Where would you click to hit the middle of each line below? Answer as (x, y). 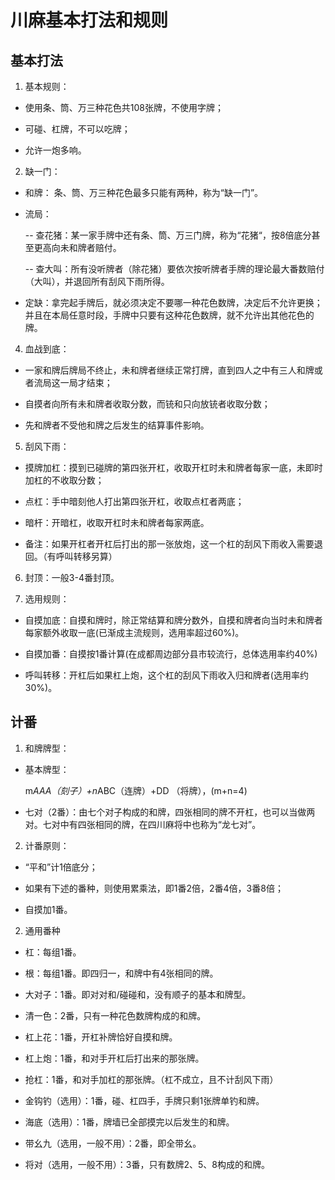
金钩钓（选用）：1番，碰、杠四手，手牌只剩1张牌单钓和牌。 (144, 1100)
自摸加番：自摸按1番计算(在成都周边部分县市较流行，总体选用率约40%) (171, 654)
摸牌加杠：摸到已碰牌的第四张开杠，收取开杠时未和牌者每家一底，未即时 (173, 467)
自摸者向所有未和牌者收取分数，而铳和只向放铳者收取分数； (147, 404)
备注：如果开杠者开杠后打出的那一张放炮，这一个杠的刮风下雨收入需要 (169, 544)
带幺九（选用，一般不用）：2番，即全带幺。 (113, 1143)
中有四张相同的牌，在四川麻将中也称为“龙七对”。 (160, 824)
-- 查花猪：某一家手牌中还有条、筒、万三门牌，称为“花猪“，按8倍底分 (168, 235)
